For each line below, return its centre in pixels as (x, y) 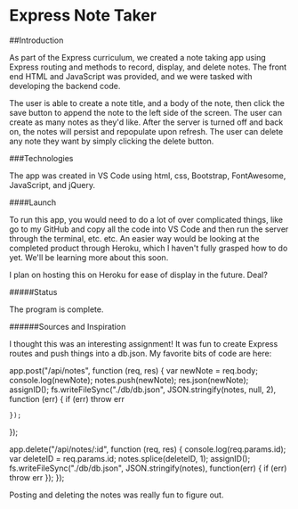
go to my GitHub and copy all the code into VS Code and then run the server (149, 229)
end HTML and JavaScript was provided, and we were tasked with (131, 76)
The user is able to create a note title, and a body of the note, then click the (147, 103)
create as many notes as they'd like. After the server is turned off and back (146, 122)
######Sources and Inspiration (68, 326)
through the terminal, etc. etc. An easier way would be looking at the (134, 238)
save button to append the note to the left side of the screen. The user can (146, 112)
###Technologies (41, 158)
